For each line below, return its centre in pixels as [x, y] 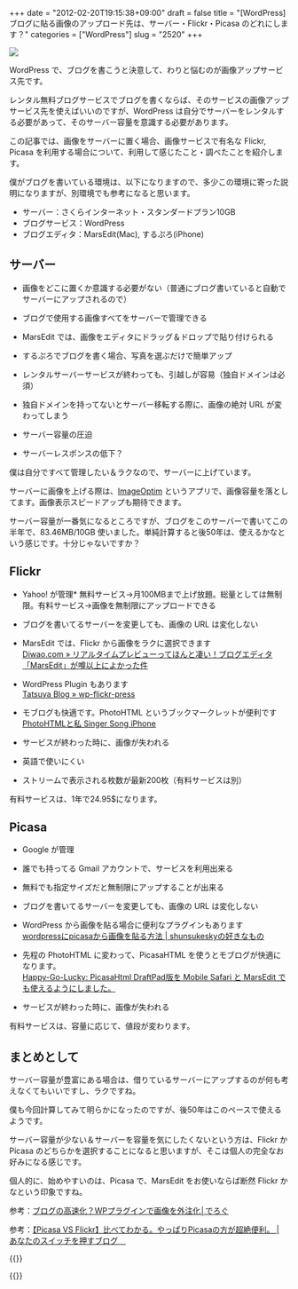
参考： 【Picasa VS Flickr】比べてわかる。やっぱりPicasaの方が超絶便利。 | [144, 1230]
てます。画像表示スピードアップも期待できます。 [98, 502]
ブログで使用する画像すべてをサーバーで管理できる [114, 318]
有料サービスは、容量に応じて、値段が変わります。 [102, 1026]
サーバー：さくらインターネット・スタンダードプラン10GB [129, 212]
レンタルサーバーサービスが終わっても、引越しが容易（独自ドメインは [149, 374]
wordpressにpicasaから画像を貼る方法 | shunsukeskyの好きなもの [143, 937]
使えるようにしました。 [73, 988]
